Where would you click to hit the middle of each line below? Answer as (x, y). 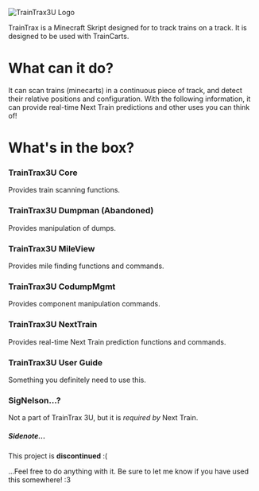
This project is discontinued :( (58, 456)
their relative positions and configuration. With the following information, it (129, 99)
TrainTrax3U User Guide (56, 362)
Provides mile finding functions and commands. (86, 266)
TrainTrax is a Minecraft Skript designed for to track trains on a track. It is (128, 27)
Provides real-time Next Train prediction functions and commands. (117, 341)
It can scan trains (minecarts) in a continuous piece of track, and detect (125, 90)
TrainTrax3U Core (43, 173)
